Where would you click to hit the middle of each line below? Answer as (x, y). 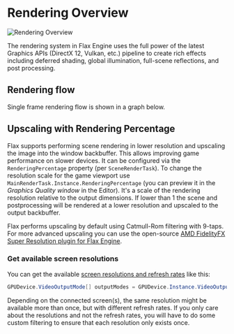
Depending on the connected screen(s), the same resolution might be (107, 300)
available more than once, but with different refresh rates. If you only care (113, 307)
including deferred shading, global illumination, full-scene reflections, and (113, 60)
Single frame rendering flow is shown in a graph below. (86, 107)
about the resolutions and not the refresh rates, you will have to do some (111, 315)
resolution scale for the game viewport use (69, 175)
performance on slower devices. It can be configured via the (94, 160)
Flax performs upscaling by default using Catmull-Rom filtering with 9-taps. (116, 226)
